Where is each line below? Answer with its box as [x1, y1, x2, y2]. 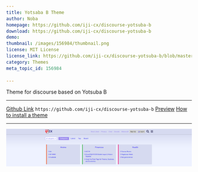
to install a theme [6, 112, 48, 119]
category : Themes [6, 59, 49, 65]
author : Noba [6, 15, 38, 22]
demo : [6, 34, 19, 41]
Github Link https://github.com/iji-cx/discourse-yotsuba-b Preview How [6, 105, 187, 113]
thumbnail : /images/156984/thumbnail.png [6, 41, 110, 47]
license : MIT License [6, 47, 60, 53]
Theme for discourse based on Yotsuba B [6, 88, 107, 95]
